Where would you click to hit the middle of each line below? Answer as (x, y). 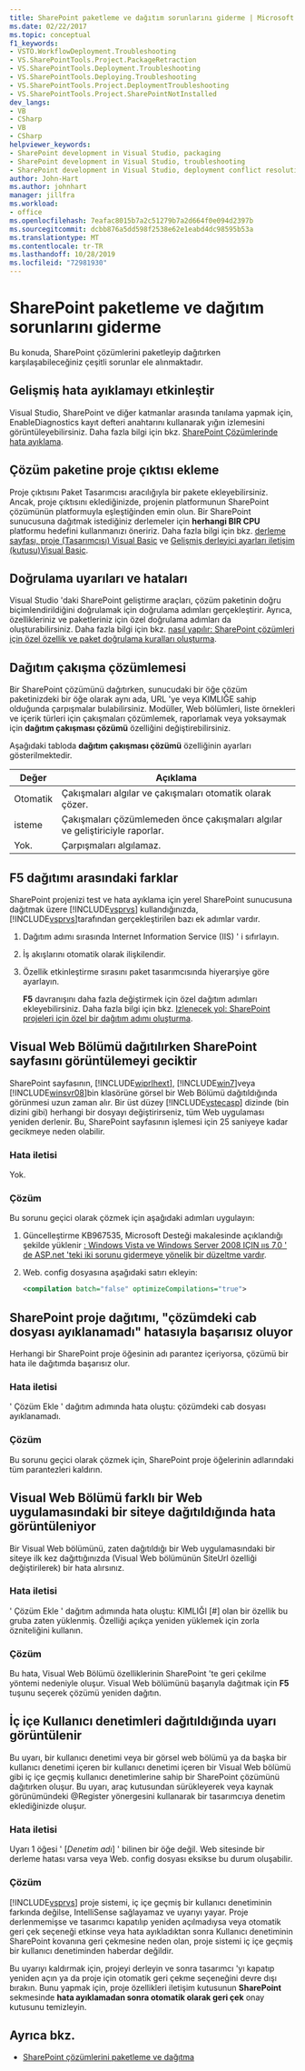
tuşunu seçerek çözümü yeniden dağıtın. (85, 1693)
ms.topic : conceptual (50, 35)
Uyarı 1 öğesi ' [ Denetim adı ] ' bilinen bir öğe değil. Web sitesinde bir (137, 1849)
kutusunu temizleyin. (48, 2006)
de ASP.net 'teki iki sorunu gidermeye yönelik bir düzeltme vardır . (144, 1255)
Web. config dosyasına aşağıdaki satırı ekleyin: (110, 1273)
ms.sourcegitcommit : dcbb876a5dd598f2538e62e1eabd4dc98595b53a (132, 229)
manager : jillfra (42, 195)
